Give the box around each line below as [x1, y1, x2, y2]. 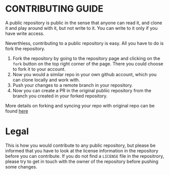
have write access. [5, 30, 45, 36]
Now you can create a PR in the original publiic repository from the [12, 87, 152, 93]
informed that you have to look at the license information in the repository [5, 147, 158, 154]
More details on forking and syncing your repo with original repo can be [5, 102, 155, 108]
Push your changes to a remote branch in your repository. [12, 82, 133, 88]
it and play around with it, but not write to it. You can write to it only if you [5, 25, 158, 31]
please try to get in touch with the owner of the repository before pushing [5, 158, 158, 164]
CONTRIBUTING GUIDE [5, 3, 104, 15]
